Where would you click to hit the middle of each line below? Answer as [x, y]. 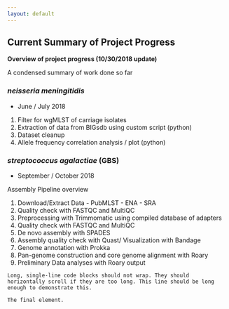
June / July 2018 [41, 106]
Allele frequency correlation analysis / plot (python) [91, 142]
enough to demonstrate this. [50, 288]
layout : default [31, 14]
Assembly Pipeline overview [48, 190]
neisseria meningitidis [46, 91]
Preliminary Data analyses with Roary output [81, 263]
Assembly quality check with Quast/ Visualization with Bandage [109, 240]
